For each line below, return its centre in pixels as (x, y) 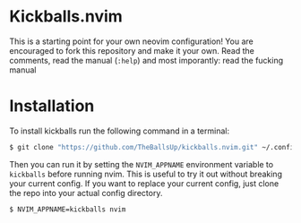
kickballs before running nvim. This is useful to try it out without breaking (146, 174)
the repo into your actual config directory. (86, 193)
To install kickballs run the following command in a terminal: (120, 131)
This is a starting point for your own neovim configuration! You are (131, 41)
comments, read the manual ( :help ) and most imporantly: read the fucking (146, 60)
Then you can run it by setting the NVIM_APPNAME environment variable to (142, 164)
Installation (52, 106)
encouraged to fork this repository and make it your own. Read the (132, 50)
